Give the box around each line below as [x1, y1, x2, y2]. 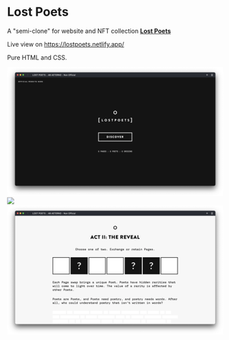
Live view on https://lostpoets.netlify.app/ [7, 40, 125, 48]
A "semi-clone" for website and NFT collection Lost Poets [7, 27, 171, 35]
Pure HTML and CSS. [7, 53, 67, 62]
